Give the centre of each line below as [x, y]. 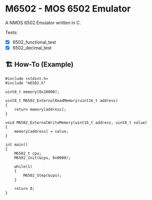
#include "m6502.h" [26, 83]
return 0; [25, 188]
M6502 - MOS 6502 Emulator [68, 9]
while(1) [23, 166]
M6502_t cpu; [28, 153]
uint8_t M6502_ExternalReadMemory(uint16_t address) [62, 101]
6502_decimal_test [32, 48]
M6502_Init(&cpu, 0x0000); [43, 158]
